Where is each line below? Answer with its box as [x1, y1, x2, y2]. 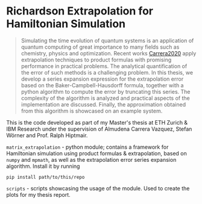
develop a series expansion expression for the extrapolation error [21, 75, 184, 82]
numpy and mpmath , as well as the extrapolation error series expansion [6, 156, 177, 163]
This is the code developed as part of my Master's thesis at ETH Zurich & [6, 119, 188, 126]
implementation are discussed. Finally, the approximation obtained [21, 100, 186, 108]
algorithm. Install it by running [6, 162, 80, 170]
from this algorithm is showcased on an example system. [21, 107, 163, 114]
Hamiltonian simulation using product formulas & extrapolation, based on [6, 149, 187, 157]
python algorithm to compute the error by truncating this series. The [21, 88, 191, 95]
